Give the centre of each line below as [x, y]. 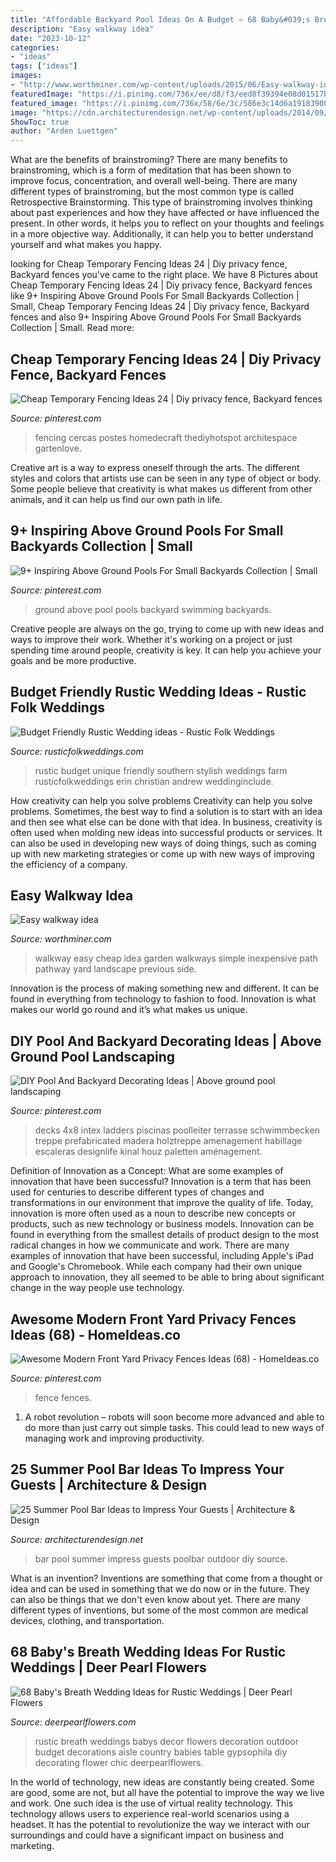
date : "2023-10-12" [51, 38]
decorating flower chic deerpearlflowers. [119, 1762]
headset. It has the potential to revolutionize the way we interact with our [160, 1824]
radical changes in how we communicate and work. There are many [150, 1245]
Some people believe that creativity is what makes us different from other [161, 488]
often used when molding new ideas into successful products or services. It [166, 832]
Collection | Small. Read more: [72, 328]
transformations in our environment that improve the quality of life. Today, [162, 1203]
